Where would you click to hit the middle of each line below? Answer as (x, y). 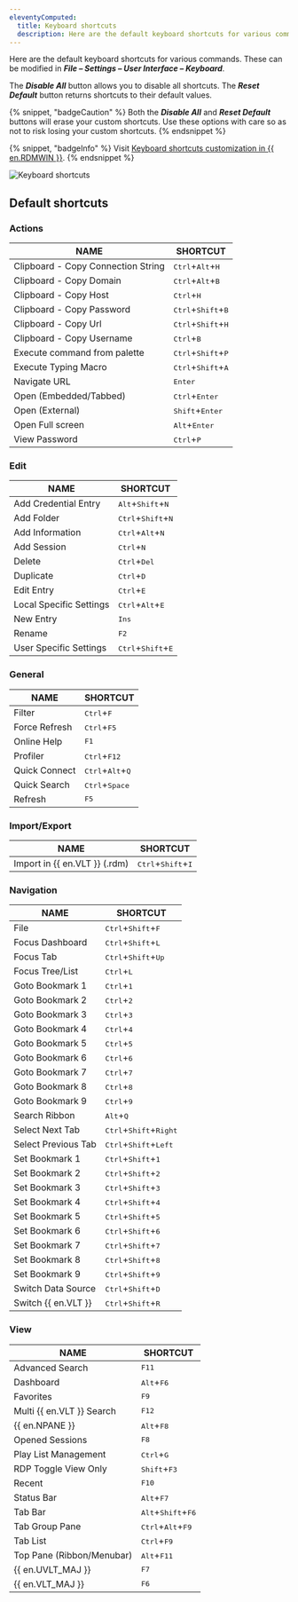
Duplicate (34, 576)
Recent (28, 1483)
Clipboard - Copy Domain (67, 280)
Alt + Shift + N (144, 504)
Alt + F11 (157, 1555)
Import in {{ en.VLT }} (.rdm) (71, 864)
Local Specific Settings (62, 604)
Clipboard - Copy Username (73, 338)
